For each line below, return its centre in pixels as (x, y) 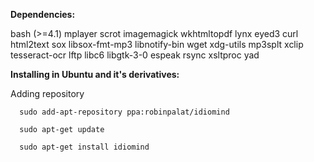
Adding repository (47, 93)
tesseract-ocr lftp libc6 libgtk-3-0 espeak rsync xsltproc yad (135, 55)
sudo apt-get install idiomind (84, 147)
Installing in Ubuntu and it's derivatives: (95, 74)
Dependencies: (43, 14)
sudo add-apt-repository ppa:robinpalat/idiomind (124, 112)
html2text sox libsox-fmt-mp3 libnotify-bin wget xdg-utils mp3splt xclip (157, 44)
